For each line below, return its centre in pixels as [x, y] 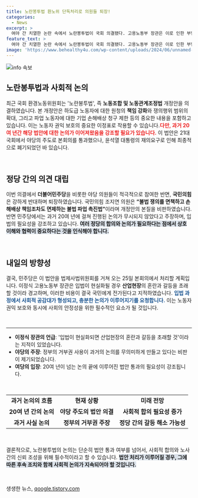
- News [19, 22]
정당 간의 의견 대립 [37, 179]
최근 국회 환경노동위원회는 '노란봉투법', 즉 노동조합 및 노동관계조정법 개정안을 [95, 103]
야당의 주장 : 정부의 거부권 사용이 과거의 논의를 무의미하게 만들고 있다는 [95, 352]
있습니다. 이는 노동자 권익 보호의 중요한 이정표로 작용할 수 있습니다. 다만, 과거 [94, 125]
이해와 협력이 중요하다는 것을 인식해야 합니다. [57, 231]
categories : [21, 17]
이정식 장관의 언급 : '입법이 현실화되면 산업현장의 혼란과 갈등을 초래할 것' [97, 337]
